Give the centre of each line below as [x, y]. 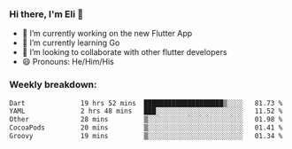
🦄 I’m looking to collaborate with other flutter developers [124, 52]
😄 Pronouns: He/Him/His [68, 62]
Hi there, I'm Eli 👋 [46, 14]
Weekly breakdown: [53, 85]
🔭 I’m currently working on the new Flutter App [107, 34]
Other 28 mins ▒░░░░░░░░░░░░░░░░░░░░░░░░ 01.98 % [146, 120]
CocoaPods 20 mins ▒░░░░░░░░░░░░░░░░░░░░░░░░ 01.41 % [146, 128]
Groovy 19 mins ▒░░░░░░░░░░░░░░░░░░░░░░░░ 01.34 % [146, 137]
